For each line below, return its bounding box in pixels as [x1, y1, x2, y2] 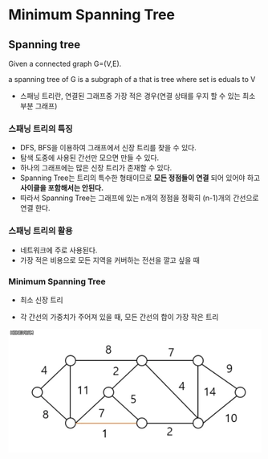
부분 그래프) [19, 101, 58, 110]
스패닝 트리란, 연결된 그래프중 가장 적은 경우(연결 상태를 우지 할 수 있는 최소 [19, 91, 256, 100]
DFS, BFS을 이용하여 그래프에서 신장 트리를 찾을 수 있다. [19, 143, 197, 153]
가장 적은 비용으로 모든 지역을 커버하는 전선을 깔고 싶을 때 [19, 255, 201, 264]
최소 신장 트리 [19, 295, 63, 305]
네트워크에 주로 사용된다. [19, 245, 98, 255]
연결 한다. [19, 203, 51, 213]
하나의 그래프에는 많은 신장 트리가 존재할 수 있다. [19, 163, 173, 173]
